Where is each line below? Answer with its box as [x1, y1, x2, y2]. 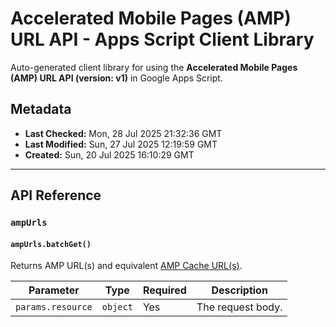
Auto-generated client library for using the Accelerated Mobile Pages [10, 61, 298, 73]
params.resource [15, 302, 93, 313]
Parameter [28, 283, 80, 297]
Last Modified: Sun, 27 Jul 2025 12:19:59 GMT [24, 138, 218, 150]
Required [142, 283, 187, 297]
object [101, 302, 133, 313]
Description [211, 283, 268, 297]
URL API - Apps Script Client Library [10, 28, 315, 51]
